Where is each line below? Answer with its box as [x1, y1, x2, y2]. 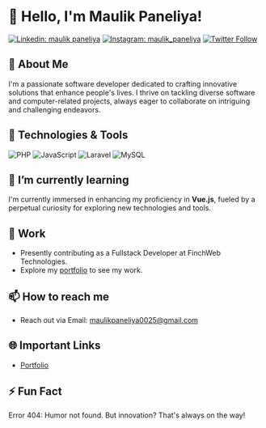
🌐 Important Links [8, 339, 101, 353]
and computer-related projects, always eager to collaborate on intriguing [8, 96, 251, 106]
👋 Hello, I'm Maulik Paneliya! [8, 7, 203, 26]
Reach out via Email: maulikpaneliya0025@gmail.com [19, 316, 199, 324]
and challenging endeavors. [8, 104, 101, 114]
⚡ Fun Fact [8, 384, 62, 399]
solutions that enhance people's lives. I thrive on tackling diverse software [8, 87, 255, 97]
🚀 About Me [8, 57, 69, 71]
